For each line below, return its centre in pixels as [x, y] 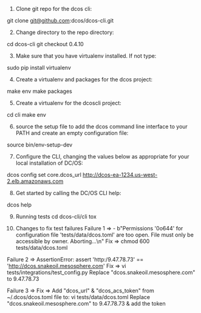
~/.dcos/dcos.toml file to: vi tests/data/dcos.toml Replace [79, 297]
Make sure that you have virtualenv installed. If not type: [86, 56]
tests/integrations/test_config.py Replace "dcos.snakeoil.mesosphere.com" [101, 272]
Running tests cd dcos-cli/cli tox [56, 216]
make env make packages [39, 91]
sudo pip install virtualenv [39, 67]
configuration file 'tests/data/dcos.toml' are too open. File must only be [104, 235]
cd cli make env [26, 115]
